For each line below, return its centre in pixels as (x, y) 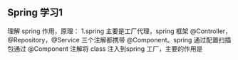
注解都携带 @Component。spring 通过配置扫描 (162, 40)
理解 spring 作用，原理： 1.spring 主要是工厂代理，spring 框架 (98, 31)
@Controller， (211, 31)
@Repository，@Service (44, 40)
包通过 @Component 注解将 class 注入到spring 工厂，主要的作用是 (105, 49)
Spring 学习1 (35, 13)
